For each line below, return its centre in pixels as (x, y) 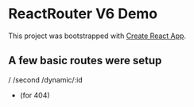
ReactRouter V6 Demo (83, 14)
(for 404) (35, 95)
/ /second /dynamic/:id (46, 79)
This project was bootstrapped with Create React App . (97, 36)
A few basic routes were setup (85, 61)
